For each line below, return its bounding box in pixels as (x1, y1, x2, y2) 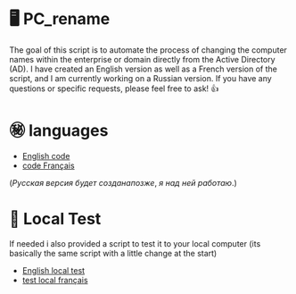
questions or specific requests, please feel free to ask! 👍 (9, 83, 219, 94)
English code (21, 150, 70, 161)
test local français (21, 274, 88, 285)
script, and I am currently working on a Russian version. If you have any (9, 72, 272, 83)
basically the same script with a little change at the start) (9, 248, 218, 258)
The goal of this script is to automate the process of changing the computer (9, 44, 288, 55)
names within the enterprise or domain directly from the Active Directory (9, 54, 275, 64)
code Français (21, 160, 75, 171)
